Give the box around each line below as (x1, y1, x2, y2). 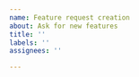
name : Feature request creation (9, 13, 130, 22)
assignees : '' (9, 47, 63, 56)
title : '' (9, 30, 47, 38)
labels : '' (9, 38, 50, 47)
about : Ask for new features (9, 21, 118, 30)
